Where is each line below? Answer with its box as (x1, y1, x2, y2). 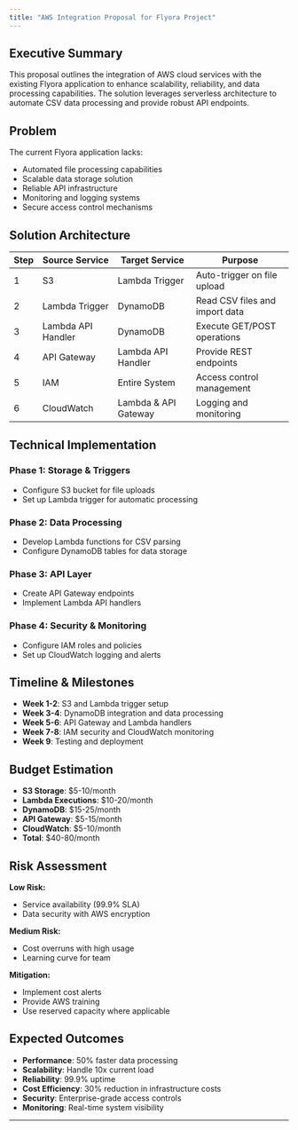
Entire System (117, 376, 176, 389)
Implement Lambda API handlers (21, 597, 142, 608)
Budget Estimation (9, 762, 114, 777)
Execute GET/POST (195, 320, 277, 333)
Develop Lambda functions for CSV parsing (21, 536, 182, 547)
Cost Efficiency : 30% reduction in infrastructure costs (21, 1083, 222, 1094)
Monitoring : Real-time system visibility (21, 1102, 164, 1112)
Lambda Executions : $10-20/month (21, 795, 153, 806)
